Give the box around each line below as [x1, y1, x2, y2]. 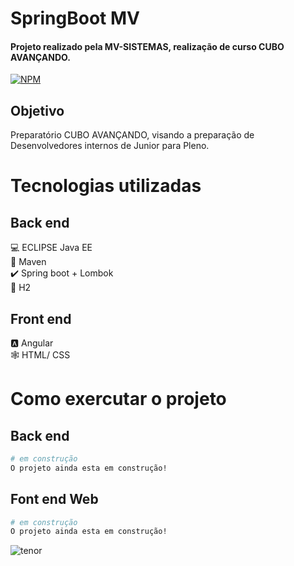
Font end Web [10, 491, 99, 508]
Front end [10, 310, 72, 327]
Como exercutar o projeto [10, 388, 227, 411]
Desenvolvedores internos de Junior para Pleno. [10, 140, 210, 152]
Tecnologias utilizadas [10, 175, 202, 197]
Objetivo [10, 102, 65, 119]
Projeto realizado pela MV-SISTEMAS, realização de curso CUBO [10, 40, 285, 52]
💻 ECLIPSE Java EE [10, 242, 93, 254]
